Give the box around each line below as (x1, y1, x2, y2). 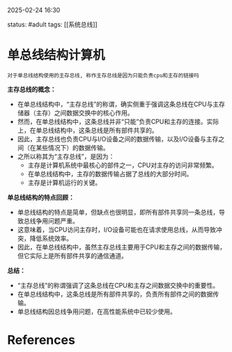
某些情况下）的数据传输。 (36, 143, 109, 152)
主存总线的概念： (7, 85, 56, 93)
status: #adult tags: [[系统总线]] (7, 20, 98, 29)
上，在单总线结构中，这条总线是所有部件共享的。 (17, 125, 158, 135)
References (7, 332, 75, 348)
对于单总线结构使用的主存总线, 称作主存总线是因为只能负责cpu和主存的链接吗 (7, 72, 200, 79)
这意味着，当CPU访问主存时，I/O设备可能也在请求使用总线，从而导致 (17, 225, 216, 234)
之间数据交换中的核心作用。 (54, 108, 134, 117)
